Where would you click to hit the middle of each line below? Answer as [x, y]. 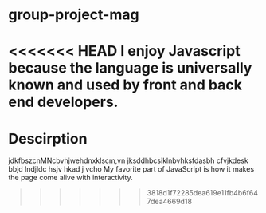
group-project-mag [74, 15]
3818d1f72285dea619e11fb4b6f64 [203, 193]
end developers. [63, 102]
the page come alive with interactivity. [70, 178]
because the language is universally [130, 68]
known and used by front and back [125, 85]
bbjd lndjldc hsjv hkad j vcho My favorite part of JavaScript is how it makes [131, 169]
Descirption [48, 138]
